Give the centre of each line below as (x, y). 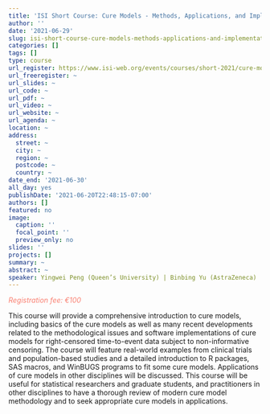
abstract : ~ (28, 270)
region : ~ (32, 158)
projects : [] (30, 255)
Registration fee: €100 (45, 300)
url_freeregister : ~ (43, 76)
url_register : (32, 68)
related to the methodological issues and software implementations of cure (133, 333)
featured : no (30, 210)
